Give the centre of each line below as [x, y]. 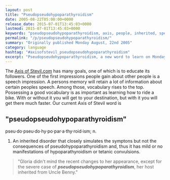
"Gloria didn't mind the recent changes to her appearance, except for [90, 161]
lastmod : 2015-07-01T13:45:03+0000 [43, 29]
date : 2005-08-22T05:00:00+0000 [39, 19]
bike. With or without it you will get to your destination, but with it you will [81, 98]
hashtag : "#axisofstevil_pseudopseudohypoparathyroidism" [68, 52]
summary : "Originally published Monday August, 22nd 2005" [69, 43]
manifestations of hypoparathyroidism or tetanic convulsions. [76, 152]
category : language [26, 47]
